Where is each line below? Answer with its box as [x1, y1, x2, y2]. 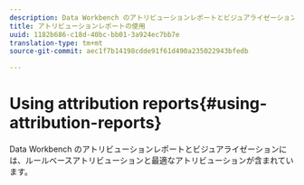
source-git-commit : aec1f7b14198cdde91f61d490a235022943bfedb [9, 47, 249, 56]
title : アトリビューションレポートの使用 [9, 22, 147, 31]
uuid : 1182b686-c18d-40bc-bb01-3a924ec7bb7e [9, 30, 180, 39]
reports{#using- [142, 94, 268, 114]
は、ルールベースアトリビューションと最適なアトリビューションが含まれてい [9, 155, 294, 166]
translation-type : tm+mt [9, 38, 103, 48]
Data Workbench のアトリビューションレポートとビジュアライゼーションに [9, 143, 288, 154]
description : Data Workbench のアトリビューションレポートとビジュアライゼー [9, 13, 278, 23]
